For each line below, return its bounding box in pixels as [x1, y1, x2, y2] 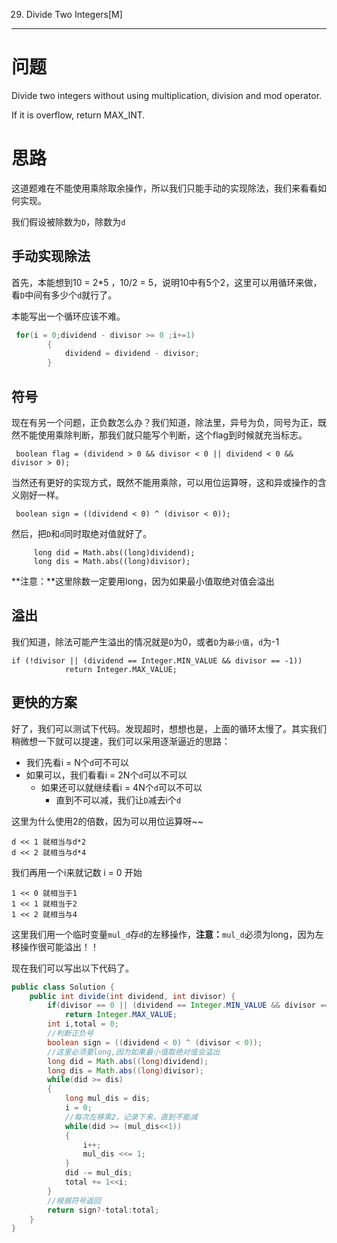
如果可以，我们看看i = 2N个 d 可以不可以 [25, 769, 188, 781]
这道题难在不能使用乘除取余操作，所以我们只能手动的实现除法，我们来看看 [11, 182, 318, 194]
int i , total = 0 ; [47, 1019, 119, 1029]
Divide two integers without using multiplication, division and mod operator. [11, 89, 323, 101]
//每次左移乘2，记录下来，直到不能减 [64, 1112, 198, 1122]
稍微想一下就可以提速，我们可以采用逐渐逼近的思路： [11, 735, 231, 747]
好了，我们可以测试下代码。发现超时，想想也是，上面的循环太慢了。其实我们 [11, 722, 327, 734]
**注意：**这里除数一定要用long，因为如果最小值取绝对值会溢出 [11, 575, 275, 587]
